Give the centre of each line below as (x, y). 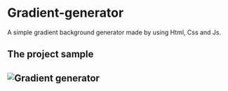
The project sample (51, 54)
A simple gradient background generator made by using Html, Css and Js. (114, 32)
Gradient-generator (66, 13)
